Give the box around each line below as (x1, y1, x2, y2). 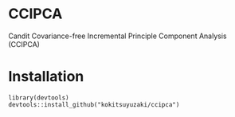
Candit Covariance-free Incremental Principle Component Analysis (8, 31, 227, 41)
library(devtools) (8, 93, 69, 102)
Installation (8, 68, 84, 86)
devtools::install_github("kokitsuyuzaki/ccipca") (8, 100, 180, 108)
